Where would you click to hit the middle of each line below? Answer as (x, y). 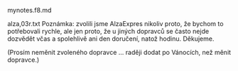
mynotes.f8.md (29, 10)
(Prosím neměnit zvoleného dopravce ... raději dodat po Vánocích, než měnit (119, 52)
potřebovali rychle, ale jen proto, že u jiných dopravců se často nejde (108, 31)
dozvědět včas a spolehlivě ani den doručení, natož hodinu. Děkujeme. (111, 39)
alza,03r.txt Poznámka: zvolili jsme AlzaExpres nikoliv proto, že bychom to (115, 24)
